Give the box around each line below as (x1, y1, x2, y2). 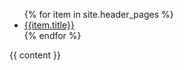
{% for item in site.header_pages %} (23, 9, 174, 20)
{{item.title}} (23, 19, 75, 31)
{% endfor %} (23, 30, 82, 41)
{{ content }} (9, 49, 61, 61)
